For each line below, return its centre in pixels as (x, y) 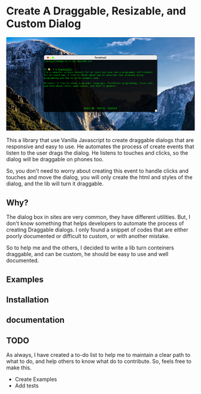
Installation (28, 300)
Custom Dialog (44, 24)
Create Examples (36, 380)
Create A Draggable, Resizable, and (96, 11)
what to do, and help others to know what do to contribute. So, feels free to (99, 362)
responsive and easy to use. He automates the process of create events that (100, 147)
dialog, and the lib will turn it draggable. (55, 184)
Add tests (27, 386)
